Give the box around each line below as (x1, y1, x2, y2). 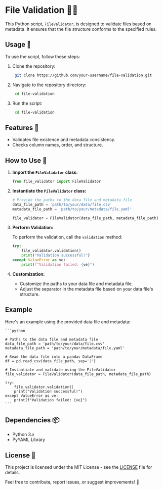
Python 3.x (12, 432, 35, 438)
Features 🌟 (5, 123, 39, 132)
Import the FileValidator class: (12, 169, 78, 175)
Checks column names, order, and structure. (12, 142, 103, 148)
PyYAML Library (12, 437, 45, 442)
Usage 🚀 (5, 41, 31, 49)
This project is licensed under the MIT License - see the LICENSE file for (5, 464, 152, 470)
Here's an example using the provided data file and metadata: (5, 319, 131, 325)
